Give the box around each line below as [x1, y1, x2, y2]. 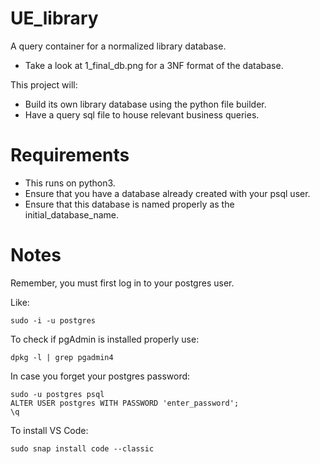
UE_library [10, 7, 99, 30]
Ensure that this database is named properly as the [24, 198, 235, 210]
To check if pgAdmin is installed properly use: [10, 333, 200, 345]
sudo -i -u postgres [10, 315, 97, 326]
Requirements [10, 144, 130, 167]
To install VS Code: [10, 424, 89, 436]
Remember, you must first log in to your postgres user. [10, 277, 235, 289]
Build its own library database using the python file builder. [24, 98, 267, 110]
